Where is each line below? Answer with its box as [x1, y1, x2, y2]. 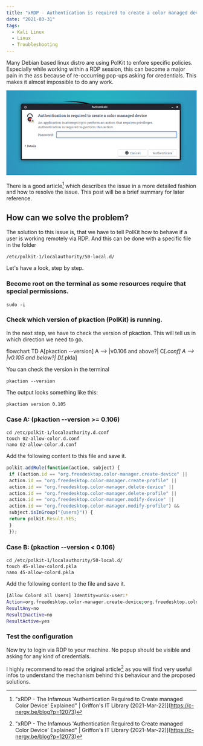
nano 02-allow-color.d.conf [6, 442, 77, 448]
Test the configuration [6, 632, 74, 641]
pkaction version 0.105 [6, 401, 66, 407]
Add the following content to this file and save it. [6, 453, 127, 460]
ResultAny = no [6, 605, 39, 611]
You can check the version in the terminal [6, 365, 110, 373]
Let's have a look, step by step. [6, 264, 84, 272]
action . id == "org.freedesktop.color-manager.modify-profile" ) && [8, 503, 180, 509]
